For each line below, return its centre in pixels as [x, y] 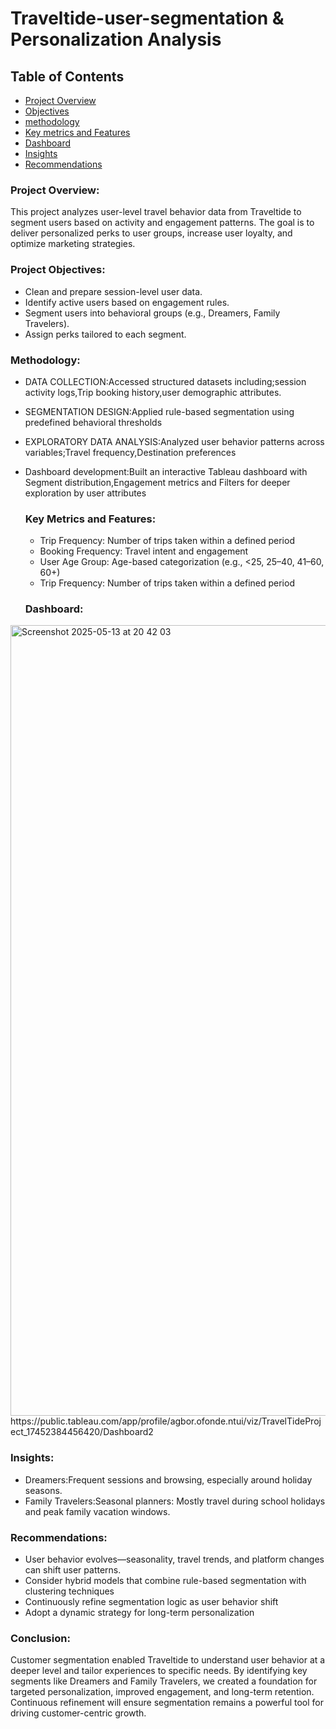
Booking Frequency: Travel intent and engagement [144, 551]
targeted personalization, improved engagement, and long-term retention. [162, 1692]
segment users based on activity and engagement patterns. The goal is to [162, 223]
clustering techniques [69, 1591]
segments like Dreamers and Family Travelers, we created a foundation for [164, 1681]
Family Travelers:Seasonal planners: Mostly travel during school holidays [175, 1501]
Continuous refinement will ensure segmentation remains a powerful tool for [167, 1703]
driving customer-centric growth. [78, 1713]
